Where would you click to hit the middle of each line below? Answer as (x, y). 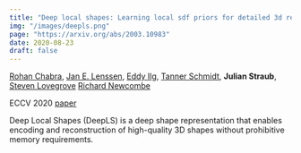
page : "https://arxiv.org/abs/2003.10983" (90, 34)
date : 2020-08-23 (42, 42)
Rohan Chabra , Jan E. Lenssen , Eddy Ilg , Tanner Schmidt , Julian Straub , (143, 76)
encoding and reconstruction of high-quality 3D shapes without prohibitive (147, 130)
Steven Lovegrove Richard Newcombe (80, 86)
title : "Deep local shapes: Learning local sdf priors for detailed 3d (146, 17)
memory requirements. (52, 140)
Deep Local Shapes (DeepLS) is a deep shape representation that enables (146, 121)
